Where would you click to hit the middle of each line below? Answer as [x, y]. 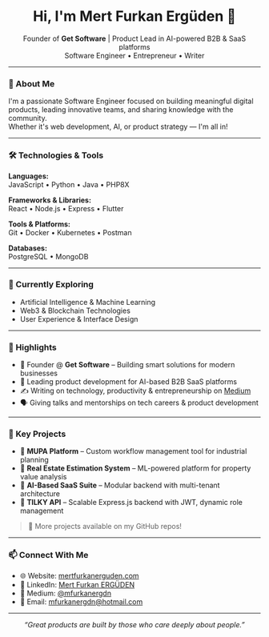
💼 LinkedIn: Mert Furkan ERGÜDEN [77, 584]
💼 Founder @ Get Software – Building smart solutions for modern [127, 365]
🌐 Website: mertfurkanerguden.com [79, 575]
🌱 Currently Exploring [51, 285]
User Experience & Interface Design [79, 318]
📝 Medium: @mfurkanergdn [66, 593]
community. [28, 118]
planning [34, 460]
